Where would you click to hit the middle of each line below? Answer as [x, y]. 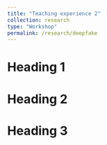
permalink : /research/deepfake [52, 33]
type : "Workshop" [32, 26]
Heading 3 [38, 131]
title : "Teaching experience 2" [54, 14]
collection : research [39, 20]
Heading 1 [36, 67]
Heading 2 [38, 99]
